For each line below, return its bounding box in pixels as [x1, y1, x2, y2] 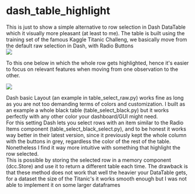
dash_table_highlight [6, 4, 110, 18]
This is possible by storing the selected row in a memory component [6, 156, 172, 164]
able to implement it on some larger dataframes [6, 181, 121, 188]
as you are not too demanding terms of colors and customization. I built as [6, 100, 186, 107]
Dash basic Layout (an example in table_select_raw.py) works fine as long [6, 94, 184, 101]
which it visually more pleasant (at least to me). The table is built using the [6, 29, 185, 36]
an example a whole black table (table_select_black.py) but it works [6, 107, 169, 114]
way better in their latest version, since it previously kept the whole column [6, 131, 187, 138]
